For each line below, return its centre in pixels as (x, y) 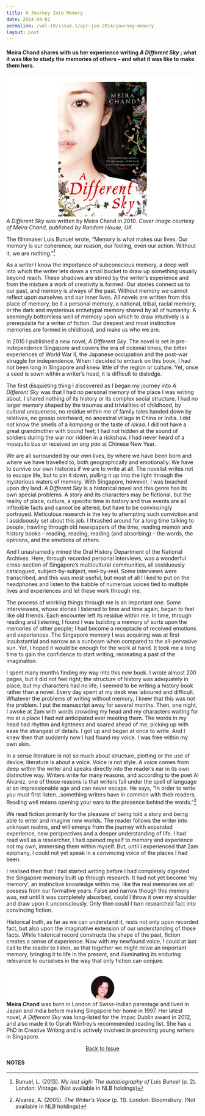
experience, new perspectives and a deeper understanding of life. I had (96, 833)
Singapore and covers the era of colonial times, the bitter (115, 348)
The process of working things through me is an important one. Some (94, 603)
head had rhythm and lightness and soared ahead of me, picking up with (98, 724)
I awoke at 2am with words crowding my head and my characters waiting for (102, 712)
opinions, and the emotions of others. (53, 540)
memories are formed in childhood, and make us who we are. (83, 330)
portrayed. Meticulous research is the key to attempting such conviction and (102, 514)
